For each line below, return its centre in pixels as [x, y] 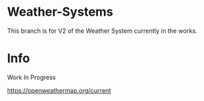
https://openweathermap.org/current [59, 90]
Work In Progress [31, 77]
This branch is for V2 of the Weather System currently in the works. [102, 31]
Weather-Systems [60, 12]
